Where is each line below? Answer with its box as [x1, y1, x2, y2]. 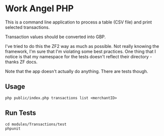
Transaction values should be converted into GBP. [5, 34, 106, 40]
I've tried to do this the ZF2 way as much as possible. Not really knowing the [5, 43, 159, 49]
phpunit [5, 126, 21, 131]
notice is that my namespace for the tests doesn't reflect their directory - [5, 53, 152, 59]
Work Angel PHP [5, 3, 74, 14]
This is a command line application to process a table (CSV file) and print [5, 19, 152, 25]
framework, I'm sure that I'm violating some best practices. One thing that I [5, 48, 156, 54]
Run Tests [5, 109, 36, 117]
